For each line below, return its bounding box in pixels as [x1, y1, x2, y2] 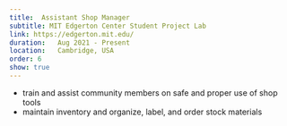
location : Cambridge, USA [9, 46, 115, 55]
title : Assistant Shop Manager [9, 13, 130, 22]
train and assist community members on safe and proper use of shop [22, 87, 278, 98]
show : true [9, 63, 50, 72]
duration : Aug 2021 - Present [9, 38, 130, 47]
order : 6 [9, 55, 42, 63]
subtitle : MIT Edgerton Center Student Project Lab [9, 21, 206, 30]
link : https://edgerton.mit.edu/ [9, 29, 135, 38]
